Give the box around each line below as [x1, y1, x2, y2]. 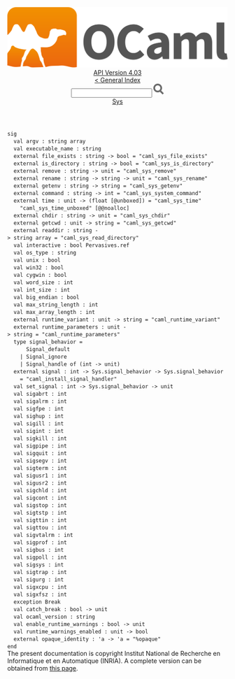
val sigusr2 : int [13, 480, 68, 487]
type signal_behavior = [13, 338, 83, 345]
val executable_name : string [13, 145, 101, 152]
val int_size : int [13, 287, 71, 294]
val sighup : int [13, 413, 64, 420]
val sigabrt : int [13, 391, 68, 398]
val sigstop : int [13, 502, 68, 509]
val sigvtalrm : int [13, 531, 73, 539]
